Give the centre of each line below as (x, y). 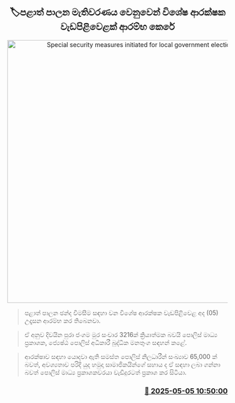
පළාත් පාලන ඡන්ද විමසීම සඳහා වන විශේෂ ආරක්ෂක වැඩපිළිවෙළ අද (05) (121, 313)
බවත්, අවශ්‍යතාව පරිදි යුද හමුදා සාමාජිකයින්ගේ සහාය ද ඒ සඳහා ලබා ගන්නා (122, 364)
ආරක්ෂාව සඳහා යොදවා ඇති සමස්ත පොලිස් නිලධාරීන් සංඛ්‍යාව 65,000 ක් (121, 356)
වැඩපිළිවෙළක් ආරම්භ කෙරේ (117, 27)
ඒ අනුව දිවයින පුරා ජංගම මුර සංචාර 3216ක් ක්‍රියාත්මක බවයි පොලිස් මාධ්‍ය (121, 334)
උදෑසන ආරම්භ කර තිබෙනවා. (63, 320)
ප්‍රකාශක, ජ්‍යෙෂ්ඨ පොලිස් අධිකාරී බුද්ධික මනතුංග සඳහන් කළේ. (106, 342)
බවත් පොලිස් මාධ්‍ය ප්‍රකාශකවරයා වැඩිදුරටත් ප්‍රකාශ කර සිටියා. (105, 372)
